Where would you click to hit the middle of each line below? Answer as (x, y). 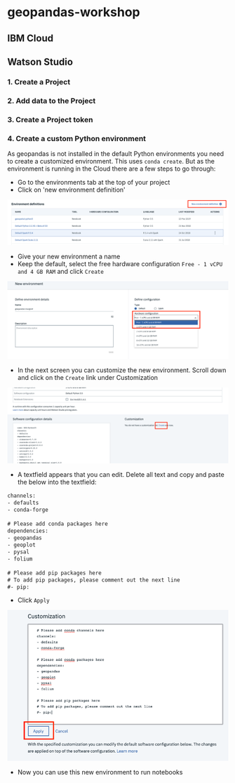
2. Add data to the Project (52, 100)
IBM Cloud (31, 38)
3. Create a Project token (50, 119)
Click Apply (34, 600)
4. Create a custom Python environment (76, 138)
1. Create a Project (39, 81)
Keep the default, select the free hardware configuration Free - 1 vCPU (120, 264)
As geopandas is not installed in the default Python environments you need (116, 154)
